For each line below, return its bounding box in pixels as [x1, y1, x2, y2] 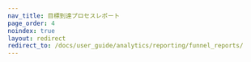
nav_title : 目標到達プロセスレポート [7, 11, 121, 20]
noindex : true [7, 27, 56, 35]
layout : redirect [7, 34, 66, 43]
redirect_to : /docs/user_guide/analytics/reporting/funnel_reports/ [7, 42, 244, 50]
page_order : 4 [7, 19, 56, 27]
